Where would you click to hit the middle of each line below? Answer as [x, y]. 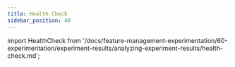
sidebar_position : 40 [39, 20]
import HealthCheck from [44, 40]
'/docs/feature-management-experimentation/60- [155, 40]
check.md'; [24, 55]
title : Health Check [38, 14]
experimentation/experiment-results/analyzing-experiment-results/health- [115, 48]
